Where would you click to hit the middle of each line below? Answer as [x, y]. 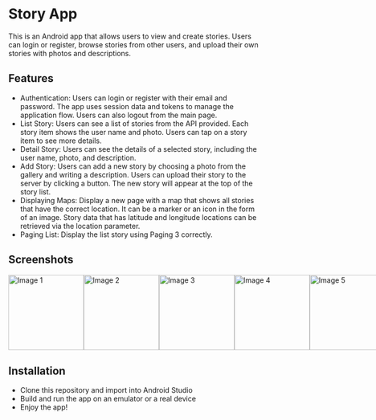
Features [31, 78]
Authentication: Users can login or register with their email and [123, 98]
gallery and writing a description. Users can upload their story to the [133, 174]
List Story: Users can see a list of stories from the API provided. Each [134, 123]
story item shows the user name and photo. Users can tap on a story [133, 132]
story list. [35, 192]
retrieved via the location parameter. [80, 226]
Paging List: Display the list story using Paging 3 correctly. [116, 234]
